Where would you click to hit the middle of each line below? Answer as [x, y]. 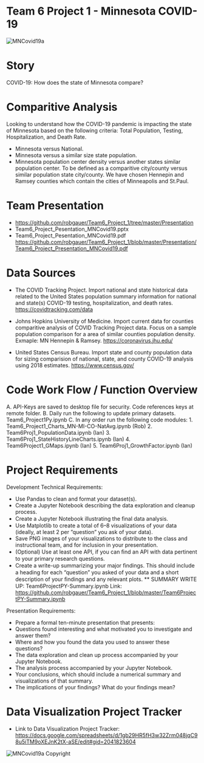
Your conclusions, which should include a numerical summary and [98, 674]
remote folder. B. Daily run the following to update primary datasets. [91, 413]
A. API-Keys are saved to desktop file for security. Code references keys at [100, 407]
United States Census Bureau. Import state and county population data [104, 352]
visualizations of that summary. [54, 681]
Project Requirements [62, 470]
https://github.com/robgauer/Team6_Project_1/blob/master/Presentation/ [106, 242]
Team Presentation [55, 206]
